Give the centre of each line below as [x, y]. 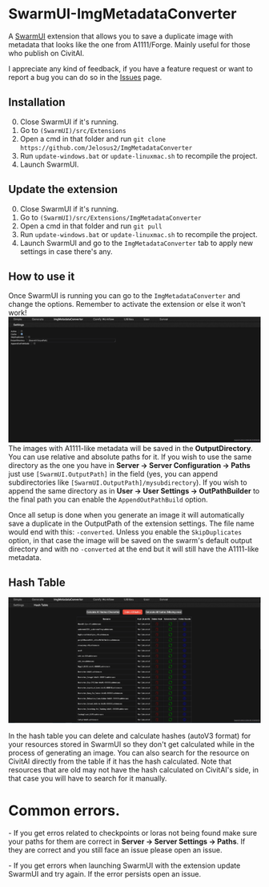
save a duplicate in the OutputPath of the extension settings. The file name [131, 523]
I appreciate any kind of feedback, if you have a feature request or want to [131, 68]
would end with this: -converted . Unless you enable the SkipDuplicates [125, 532]
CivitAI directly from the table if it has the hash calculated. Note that [120, 761]
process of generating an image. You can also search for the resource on [129, 752]
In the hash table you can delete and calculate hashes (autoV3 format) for [130, 736]
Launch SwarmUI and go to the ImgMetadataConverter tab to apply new [137, 243]
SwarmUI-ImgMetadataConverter [122, 14]
